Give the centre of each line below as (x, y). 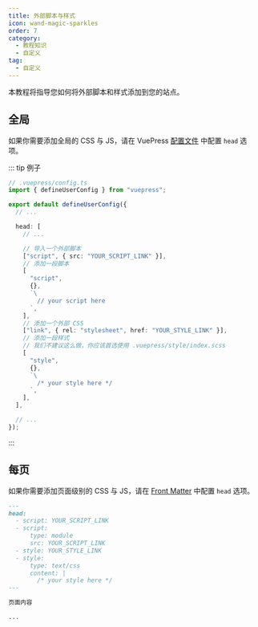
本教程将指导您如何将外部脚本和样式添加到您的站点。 (96, 92)
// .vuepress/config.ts (48, 183)
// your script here (71, 301)
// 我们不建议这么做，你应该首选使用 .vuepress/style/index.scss (124, 346)
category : (25, 38)
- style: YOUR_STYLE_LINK (59, 551)
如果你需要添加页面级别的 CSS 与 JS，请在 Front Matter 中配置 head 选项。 (131, 491)
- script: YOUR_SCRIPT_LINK (62, 521)
